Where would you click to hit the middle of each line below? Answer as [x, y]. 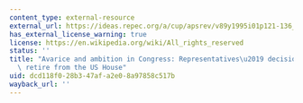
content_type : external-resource [72, 17]
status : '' [30, 51]
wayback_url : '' [40, 84]
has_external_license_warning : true [78, 34]
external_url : [36, 26]
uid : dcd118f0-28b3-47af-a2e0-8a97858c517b [92, 76]
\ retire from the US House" [72, 68]
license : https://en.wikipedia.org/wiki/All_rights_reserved [127, 43]
